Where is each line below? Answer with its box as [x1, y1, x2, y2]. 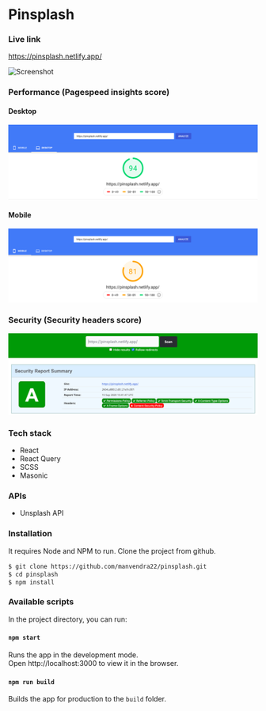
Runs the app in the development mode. [8, 650, 139, 660]
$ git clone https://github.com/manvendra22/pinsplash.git [8, 562, 207, 570]
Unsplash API [19, 509, 64, 518]
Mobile [8, 210, 32, 220]
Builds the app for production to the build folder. [8, 694, 167, 704]
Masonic [19, 471, 48, 480]
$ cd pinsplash [8, 570, 59, 578]
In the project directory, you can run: [8, 615, 127, 624]
